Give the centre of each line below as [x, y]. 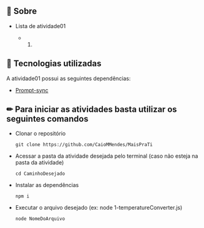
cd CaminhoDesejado [40, 174]
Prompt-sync [32, 90]
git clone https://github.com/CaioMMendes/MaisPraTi [84, 145]
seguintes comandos [47, 119]
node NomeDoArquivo [40, 219]
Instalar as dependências [47, 185]
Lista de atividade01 [40, 26]
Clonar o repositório [40, 134]
